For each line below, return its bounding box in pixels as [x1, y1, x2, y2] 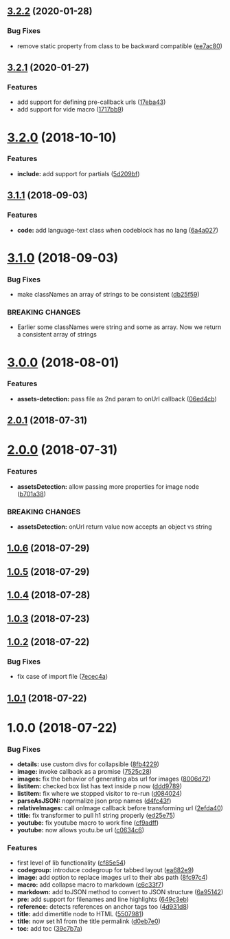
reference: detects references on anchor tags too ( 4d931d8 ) [16, 903, 189, 911]
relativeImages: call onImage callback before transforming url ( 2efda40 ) [16, 804, 223, 812]
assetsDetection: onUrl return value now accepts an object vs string [16, 523, 212, 531]
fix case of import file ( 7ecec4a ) [16, 673, 108, 681]
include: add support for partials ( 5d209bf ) [16, 169, 140, 178]
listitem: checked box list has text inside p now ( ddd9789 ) [16, 782, 183, 790]
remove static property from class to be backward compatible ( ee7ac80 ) [16, 41, 223, 50]
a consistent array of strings [16, 330, 97, 339]
